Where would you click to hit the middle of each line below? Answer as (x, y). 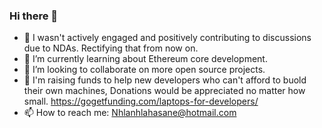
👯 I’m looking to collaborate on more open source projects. (144, 70)
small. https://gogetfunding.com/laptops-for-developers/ (141, 101)
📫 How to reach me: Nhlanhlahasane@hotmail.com (130, 113)
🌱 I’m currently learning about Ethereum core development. (145, 59)
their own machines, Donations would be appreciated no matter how (164, 91)
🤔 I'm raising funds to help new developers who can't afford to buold (165, 80)
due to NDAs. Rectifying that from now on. (111, 48)
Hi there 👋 (34, 16)
